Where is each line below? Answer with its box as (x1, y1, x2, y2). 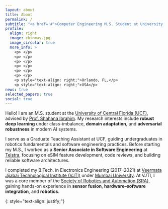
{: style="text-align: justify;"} (5, 198, 65, 204)
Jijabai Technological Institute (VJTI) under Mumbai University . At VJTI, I (5, 172, 155, 179)
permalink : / (5, 17, 33, 22)
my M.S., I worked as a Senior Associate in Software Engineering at (5, 147, 148, 153)
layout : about (5, 7, 35, 13)
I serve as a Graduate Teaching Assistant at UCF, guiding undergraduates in (5, 136, 162, 142)
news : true (5, 87, 28, 92)
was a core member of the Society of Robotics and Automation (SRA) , (5, 178, 150, 184)
